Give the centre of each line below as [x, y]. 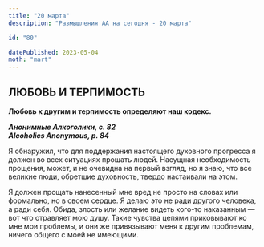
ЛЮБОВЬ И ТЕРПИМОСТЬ [77, 92]
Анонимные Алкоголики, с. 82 [62, 127]
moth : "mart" [30, 60]
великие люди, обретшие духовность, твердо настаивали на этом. [123, 176]
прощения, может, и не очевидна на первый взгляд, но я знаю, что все [130, 168]
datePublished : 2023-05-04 [53, 52]
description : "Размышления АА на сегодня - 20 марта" [100, 23]
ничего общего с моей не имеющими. [73, 234]
